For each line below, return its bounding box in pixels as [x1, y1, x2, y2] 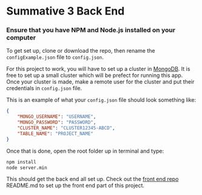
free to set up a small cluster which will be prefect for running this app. [6, 71, 183, 79]
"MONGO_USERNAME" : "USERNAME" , [17, 114, 96, 120]
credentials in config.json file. [6, 85, 82, 92]
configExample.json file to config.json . [6, 53, 104, 61]
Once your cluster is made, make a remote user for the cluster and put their [6, 78, 195, 85]
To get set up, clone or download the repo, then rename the [6, 47, 155, 55]
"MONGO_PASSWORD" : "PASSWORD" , [17, 119, 96, 125]
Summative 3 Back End [6, 4, 125, 18]
